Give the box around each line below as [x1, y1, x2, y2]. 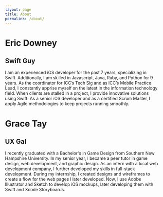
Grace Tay [5, 118, 47, 129]
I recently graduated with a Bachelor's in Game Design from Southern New [5, 150, 155, 156]
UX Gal [5, 137, 27, 146]
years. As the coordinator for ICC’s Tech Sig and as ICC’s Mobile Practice [5, 80, 152, 86]
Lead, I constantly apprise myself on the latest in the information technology [5, 85, 158, 91]
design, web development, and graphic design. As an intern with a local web [5, 161, 158, 167]
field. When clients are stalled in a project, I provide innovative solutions [5, 90, 149, 96]
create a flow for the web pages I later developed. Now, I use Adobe [5, 176, 142, 182]
